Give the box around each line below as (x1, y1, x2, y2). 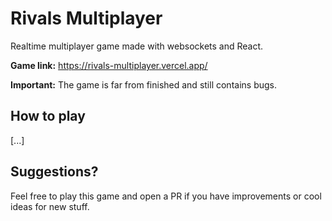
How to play (10, 108, 86, 125)
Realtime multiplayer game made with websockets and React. (10, 40, 264, 52)
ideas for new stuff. (10, 200, 90, 212)
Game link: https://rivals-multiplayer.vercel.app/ (10, 59, 208, 71)
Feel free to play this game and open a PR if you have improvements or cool (10, 190, 322, 202)
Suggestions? (10, 163, 99, 181)
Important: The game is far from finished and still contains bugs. (10, 78, 277, 91)
